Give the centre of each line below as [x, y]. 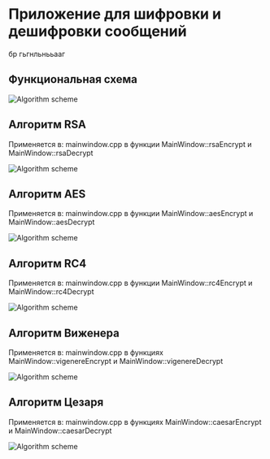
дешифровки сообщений [98, 31]
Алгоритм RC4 [48, 264]
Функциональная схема [73, 79]
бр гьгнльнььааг [37, 54]
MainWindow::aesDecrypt [52, 222]
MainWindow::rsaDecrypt [51, 153]
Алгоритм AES [47, 194]
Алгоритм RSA [48, 125]
